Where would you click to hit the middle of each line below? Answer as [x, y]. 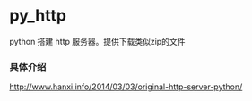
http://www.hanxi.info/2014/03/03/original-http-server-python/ [126, 87]
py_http [38, 16]
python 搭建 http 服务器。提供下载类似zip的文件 [97, 41]
